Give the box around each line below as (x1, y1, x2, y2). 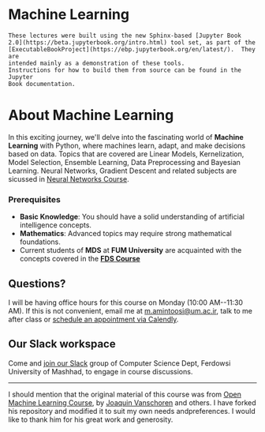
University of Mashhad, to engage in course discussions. (8, 366, 193, 376)
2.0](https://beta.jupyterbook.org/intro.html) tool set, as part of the (8, 38, 256, 47)
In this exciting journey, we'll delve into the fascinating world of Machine (8, 132, 244, 141)
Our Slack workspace (8, 337, 116, 351)
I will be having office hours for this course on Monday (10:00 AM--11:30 (8, 298, 243, 307)
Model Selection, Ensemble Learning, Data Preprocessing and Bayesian (8, 157, 241, 167)
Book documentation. (8, 80, 77, 88)
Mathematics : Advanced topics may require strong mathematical (19, 229, 233, 239)
